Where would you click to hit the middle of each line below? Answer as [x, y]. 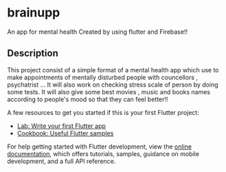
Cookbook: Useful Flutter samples [65, 133]
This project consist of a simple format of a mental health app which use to [113, 69]
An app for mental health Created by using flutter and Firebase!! [97, 32]
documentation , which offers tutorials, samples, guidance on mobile [103, 153]
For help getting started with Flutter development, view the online [100, 147]
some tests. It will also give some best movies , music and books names [109, 92]
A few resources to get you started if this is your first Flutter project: [103, 112]
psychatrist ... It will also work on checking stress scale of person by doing [113, 85]
